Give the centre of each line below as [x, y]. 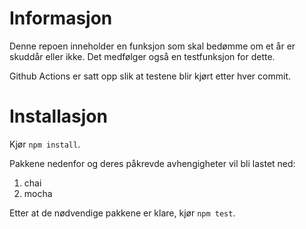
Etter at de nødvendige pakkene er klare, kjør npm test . [122, 213]
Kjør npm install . [45, 144]
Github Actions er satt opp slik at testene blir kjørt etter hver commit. [150, 76]
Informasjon [61, 18]
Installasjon [58, 116]
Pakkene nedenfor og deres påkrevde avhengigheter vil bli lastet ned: [152, 163]
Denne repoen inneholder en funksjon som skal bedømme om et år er [152, 46]
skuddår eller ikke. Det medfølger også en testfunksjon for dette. [142, 56]
